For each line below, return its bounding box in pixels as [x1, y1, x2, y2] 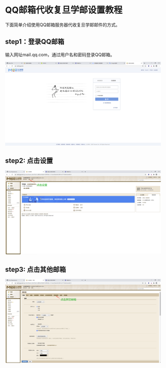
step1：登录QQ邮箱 [5, 37, 64, 46]
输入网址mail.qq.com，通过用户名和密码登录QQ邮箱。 [5, 51, 115, 57]
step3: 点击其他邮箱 [5, 265, 66, 274]
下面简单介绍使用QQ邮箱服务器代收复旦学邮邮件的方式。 [5, 22, 120, 28]
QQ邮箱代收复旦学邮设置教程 [5, 4, 123, 16]
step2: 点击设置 [5, 156, 53, 165]
